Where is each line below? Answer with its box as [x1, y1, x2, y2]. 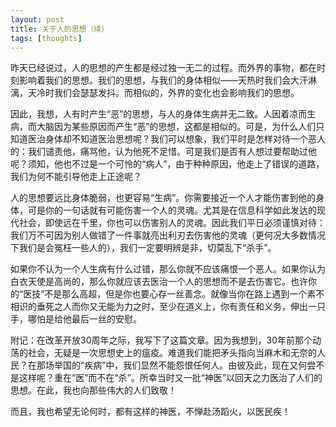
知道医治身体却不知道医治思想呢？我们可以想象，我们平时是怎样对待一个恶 [10, 133, 317, 145]
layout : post [10, 14, 65, 25]
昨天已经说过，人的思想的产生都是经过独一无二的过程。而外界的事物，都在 [10, 62, 317, 74]
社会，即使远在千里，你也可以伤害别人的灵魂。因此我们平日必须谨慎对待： [18, 217, 326, 229]
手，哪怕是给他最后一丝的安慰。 [10, 313, 142, 325]
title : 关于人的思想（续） [10, 24, 110, 34]
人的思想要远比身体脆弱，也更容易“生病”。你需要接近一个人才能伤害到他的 [10, 192, 317, 204]
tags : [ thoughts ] [10, 33, 83, 43]
